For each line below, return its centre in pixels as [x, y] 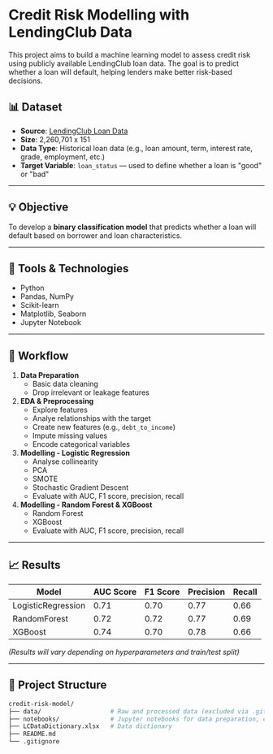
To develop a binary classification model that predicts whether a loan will [132, 227]
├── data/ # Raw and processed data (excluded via [129, 711]
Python [32, 288]
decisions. [26, 80]
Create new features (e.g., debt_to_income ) [104, 427]
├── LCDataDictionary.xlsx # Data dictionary [91, 726]
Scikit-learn [39, 305]
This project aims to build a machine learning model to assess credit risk [129, 54]
